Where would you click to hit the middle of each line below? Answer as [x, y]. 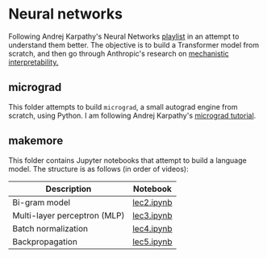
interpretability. [33, 62]
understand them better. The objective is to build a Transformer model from [134, 44]
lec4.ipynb [152, 228]
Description [69, 189]
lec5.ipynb [152, 241]
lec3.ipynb [152, 215]
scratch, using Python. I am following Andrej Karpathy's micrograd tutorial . [132, 115]
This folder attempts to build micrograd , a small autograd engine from [123, 106]
